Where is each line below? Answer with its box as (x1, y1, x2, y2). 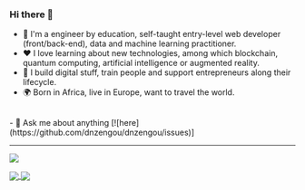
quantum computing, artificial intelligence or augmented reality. (22, 58, 261, 69)
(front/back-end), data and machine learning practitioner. (22, 38, 237, 49)
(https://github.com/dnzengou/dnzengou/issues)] (9, 127, 195, 138)
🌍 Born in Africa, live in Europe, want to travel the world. (22, 87, 235, 98)
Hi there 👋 (9, 8, 54, 21)
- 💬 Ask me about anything (9, 118, 110, 128)
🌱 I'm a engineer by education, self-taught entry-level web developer (22, 29, 281, 40)
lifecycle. (22, 77, 57, 88)
